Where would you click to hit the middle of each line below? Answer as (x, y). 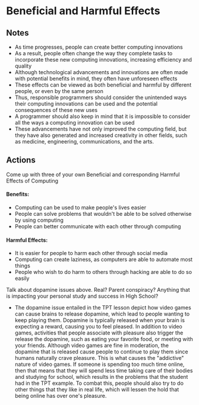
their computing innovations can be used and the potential (86, 104)
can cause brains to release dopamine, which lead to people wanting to (102, 314)
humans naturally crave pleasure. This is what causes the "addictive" (99, 358)
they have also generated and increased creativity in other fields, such (101, 135)
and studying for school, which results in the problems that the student (101, 377)
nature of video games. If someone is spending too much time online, (99, 364)
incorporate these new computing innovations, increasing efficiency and (103, 60)
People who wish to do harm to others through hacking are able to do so (103, 272)
